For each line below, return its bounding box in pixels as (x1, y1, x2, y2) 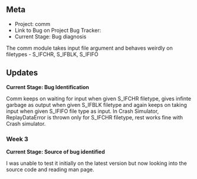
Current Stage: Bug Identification (6, 83, 90, 90)
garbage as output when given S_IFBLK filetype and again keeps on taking (6, 101, 188, 108)
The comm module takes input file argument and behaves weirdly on (6, 44, 173, 51)
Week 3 (6, 135, 28, 143)
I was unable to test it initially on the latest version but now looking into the (6, 160, 187, 167)
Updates (6, 68, 38, 78)
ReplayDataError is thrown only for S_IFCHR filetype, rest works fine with (6, 113, 183, 121)
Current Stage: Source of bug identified (6, 148, 105, 155)
